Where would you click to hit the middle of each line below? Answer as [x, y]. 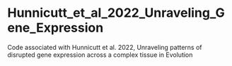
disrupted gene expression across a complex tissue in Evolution [100, 55]
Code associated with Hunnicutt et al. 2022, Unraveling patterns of [105, 47]
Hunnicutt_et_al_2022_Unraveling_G [116, 13]
